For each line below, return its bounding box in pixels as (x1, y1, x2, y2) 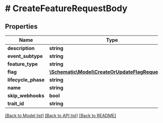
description (7, 45, 35, 52)
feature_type (7, 61, 38, 67)
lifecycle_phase (7, 76, 45, 83)
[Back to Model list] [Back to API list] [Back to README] (5, 113, 116, 118)
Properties (5, 22, 38, 31)
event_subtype (7, 53, 43, 59)
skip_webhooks (7, 92, 45, 99)
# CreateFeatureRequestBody (5, 3, 128, 14)
